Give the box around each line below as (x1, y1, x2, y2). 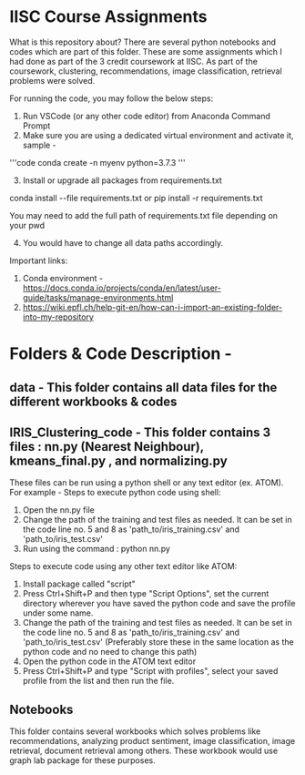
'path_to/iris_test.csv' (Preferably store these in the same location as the (22, 637, 294, 648)
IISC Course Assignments (9, 6, 208, 27)
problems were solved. (9, 75, 96, 86)
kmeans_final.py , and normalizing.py (9, 453, 228, 468)
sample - (22, 139, 56, 150)
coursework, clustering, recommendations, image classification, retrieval (9, 66, 282, 76)
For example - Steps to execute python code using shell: (9, 487, 221, 498)
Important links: (9, 255, 68, 266)
